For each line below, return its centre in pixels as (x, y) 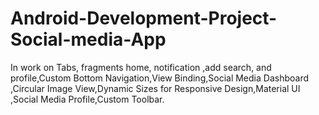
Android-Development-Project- (144, 18)
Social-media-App (88, 39)
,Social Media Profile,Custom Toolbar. (87, 99)
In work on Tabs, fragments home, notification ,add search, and (141, 67)
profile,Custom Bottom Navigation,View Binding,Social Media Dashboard (159, 78)
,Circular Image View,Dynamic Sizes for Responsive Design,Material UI (155, 88)
